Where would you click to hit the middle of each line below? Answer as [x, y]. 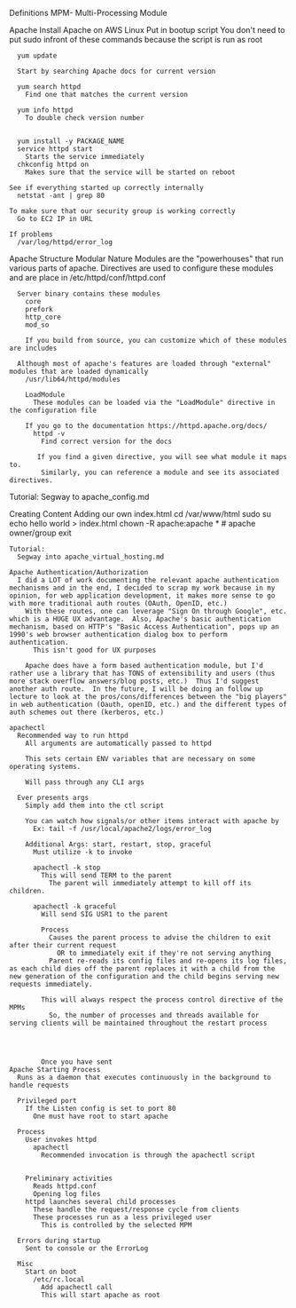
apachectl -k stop [66, 868]
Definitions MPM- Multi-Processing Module [88, 13]
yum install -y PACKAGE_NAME [71, 141]
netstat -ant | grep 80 [61, 195]
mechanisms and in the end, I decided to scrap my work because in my [142, 588]
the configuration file [53, 410]
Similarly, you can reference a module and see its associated [160, 472]
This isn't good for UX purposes [94, 650]
